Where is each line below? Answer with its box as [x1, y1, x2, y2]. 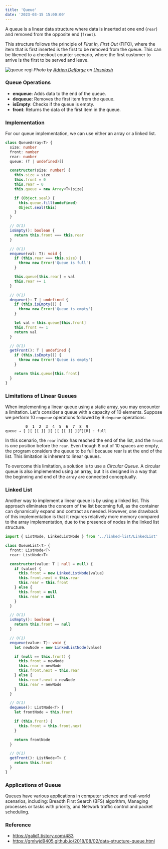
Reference [5, 821, 31, 828]
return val [14, 329, 37, 334]
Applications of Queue [5, 781, 61, 788]
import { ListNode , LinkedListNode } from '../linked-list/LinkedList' [5, 534, 158, 539]
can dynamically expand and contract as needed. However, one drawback [5, 508, 159, 515]
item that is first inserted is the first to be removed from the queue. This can [5, 46, 161, 52]
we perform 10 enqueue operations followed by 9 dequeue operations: [5, 414, 146, 420]
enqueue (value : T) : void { [10, 640, 66, 645]
